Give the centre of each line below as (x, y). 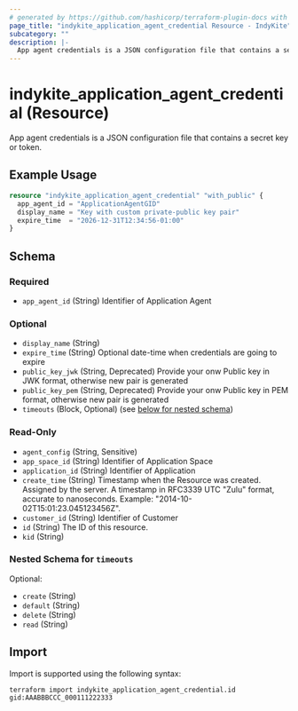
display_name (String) (61, 344)
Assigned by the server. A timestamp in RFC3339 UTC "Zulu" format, (148, 489)
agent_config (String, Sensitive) (79, 451)
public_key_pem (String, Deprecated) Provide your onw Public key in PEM (155, 391)
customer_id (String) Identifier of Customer (100, 517)
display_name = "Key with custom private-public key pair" (129, 212)
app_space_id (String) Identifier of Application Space (118, 461)
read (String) (45, 624)
